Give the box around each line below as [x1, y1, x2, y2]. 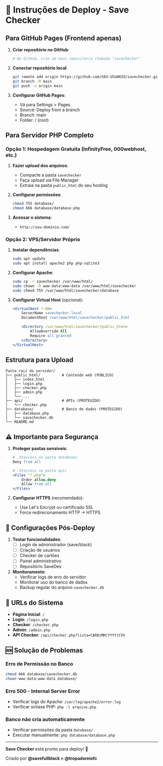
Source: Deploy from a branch [19, 107, 80, 113]
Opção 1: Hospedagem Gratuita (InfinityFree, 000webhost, [5, 146, 147, 152]
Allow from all [21, 482, 52, 487]
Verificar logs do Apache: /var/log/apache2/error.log [12, 699, 121, 704]
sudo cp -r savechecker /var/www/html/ [12, 279, 93, 284]
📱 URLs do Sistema [5, 599, 63, 607]
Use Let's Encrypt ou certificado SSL [19, 505, 94, 510]
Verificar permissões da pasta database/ [12, 727, 93, 733]
